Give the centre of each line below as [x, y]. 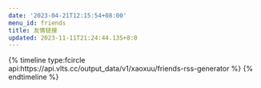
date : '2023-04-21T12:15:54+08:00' [68, 15]
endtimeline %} [34, 77]
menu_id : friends [37, 23]
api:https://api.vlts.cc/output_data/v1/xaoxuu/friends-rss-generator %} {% [131, 69]
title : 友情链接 [33, 30]
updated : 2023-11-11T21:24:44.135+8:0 [73, 38]
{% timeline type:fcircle [47, 60]
